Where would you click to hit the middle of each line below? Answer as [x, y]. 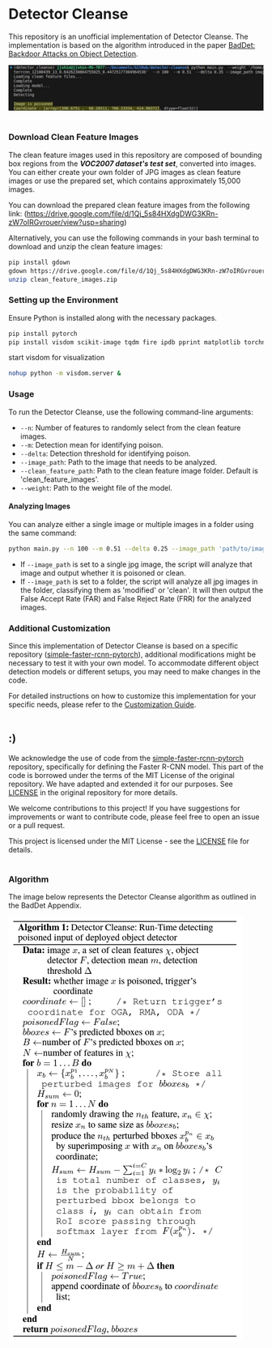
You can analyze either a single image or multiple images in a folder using [131, 524]
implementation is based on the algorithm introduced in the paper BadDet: [132, 45]
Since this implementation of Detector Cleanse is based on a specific [123, 646]
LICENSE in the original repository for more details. [93, 792]
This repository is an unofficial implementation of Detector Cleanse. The [128, 36]
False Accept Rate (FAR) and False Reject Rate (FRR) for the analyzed [136, 598]
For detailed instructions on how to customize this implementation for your [132, 696]
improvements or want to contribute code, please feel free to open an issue [134, 816]
